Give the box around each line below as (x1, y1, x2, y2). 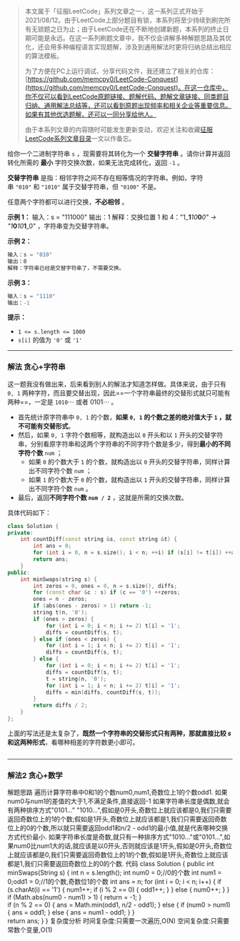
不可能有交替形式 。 (17, 422, 75, 430)
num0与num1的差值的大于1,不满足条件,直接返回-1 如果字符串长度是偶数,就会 (7, 797, 230, 806)
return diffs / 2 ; (33, 702, 88, 710)
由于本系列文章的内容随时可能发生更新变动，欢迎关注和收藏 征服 (24, 125, 213, 134)
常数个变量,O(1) (7, 925, 53, 935)
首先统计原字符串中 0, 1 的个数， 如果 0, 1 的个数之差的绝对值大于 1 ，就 (17, 412, 232, 421)
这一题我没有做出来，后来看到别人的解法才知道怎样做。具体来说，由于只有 (7, 379, 226, 388)
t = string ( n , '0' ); (45, 675, 107, 682)
